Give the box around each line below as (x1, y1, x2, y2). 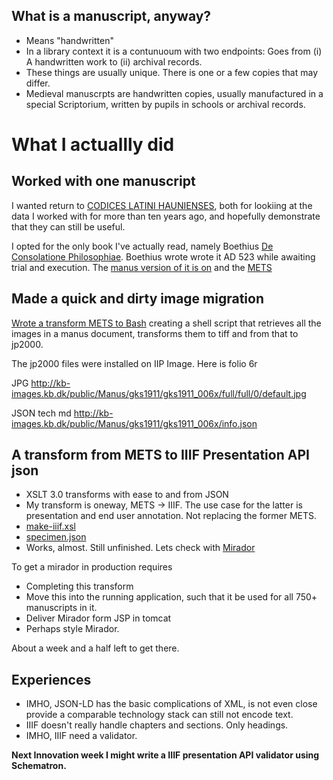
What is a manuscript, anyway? (11, 8, 212, 25)
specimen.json (25, 531, 87, 543)
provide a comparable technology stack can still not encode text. (25, 709, 294, 721)
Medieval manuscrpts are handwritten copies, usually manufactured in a (25, 87, 324, 99)
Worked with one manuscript (11, 173, 196, 190)
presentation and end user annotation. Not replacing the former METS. (25, 510, 318, 522)
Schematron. (11, 760, 67, 772)
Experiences (11, 671, 92, 688)
